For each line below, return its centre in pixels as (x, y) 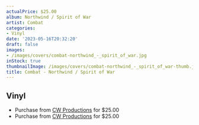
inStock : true (24, 61)
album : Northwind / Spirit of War (49, 17)
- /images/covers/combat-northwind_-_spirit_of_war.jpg (76, 55)
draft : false (22, 45)
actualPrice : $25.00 (32, 11)
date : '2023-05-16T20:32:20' (42, 39)
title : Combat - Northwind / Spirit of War (61, 72)
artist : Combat (25, 22)
